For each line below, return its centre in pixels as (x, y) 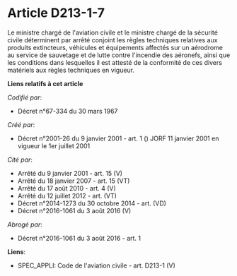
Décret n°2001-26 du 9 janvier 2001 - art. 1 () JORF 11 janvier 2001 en (118, 138)
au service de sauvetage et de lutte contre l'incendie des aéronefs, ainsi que (119, 55)
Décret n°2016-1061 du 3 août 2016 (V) (74, 210)
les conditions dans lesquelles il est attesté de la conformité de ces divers (115, 62)
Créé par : (21, 124)
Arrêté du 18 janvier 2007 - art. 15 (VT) (74, 181)
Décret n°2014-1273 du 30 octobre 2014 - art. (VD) (92, 203)
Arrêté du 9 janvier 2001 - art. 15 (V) (70, 173)
